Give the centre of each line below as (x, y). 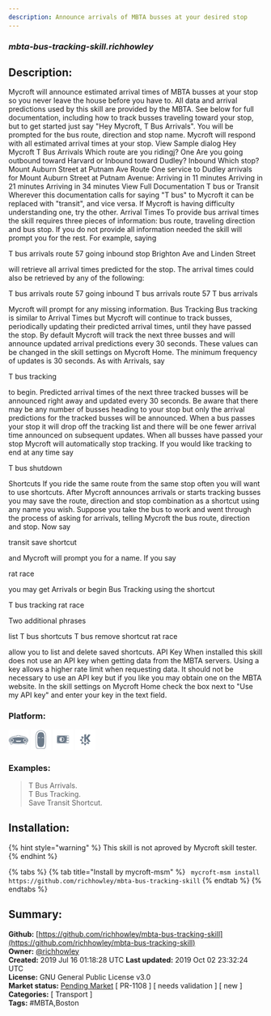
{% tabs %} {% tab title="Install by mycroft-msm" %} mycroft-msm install (134, 872)
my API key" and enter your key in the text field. (88, 695)
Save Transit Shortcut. (65, 802)
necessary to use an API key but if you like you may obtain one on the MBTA (135, 678)
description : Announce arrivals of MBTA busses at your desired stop (128, 17)
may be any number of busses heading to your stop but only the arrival (127, 409)
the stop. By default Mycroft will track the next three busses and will (122, 335)
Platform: (27, 716)
